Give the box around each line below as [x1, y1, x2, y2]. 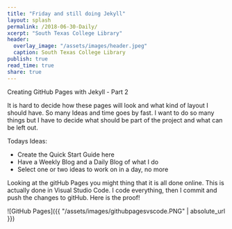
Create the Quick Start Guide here [17, 150, 115, 159]
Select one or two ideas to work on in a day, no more [17, 165, 169, 173]
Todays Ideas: [7, 136, 47, 145]
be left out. [7, 123, 38, 132]
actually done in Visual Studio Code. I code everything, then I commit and [7, 186, 217, 194]
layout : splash [7, 17, 51, 24]
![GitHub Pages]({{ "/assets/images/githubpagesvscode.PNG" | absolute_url [7, 207, 226, 215]
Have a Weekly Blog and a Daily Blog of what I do [17, 157, 158, 166]
